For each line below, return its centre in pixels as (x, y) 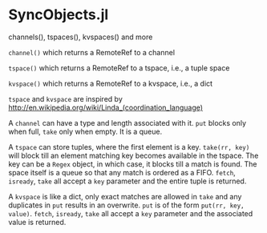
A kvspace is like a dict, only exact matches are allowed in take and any (125, 196)
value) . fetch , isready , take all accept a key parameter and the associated (131, 213)
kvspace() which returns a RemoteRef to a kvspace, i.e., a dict (111, 83)
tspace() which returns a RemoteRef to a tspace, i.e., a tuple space (119, 68)
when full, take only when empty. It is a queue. (85, 131)
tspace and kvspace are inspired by (65, 98)
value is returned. (37, 222)
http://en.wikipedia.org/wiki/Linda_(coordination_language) (105, 107)
